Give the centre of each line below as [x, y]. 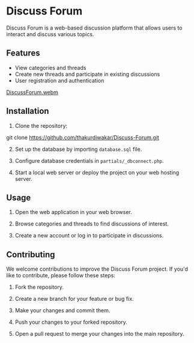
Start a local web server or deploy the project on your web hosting [97, 172]
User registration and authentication [59, 80]
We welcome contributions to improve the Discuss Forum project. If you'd [97, 269]
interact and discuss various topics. [50, 34]
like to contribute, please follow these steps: [61, 275]
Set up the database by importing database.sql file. [78, 149]
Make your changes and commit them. [62, 310]
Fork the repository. [39, 287]
